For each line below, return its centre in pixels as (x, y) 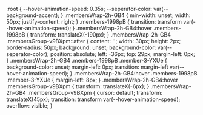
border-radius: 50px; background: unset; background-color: (81, 47)
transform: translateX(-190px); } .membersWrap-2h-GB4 (101, 35)
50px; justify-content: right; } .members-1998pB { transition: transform (94, 22)
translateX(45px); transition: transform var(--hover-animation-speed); (93, 99)
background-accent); (33, 15)
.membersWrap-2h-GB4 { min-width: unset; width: (128, 15)
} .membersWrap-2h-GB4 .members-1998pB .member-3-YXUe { (87, 61)
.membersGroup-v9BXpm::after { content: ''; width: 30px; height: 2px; (94, 41)
